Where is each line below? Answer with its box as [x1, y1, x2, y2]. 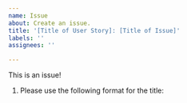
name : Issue [8, 11, 48, 20]
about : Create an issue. [8, 19, 91, 27]
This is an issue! [8, 70, 62, 80]
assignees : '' [8, 42, 56, 50]
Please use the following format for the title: [19, 85, 165, 96]
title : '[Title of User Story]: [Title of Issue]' [8, 26, 181, 34]
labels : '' [8, 34, 45, 42]
